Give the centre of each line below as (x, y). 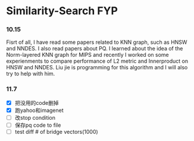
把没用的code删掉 (37, 102)
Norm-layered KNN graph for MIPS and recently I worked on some (87, 55)
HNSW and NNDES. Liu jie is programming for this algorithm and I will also (97, 68)
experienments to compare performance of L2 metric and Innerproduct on (97, 61)
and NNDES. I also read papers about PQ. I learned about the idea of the (95, 49)
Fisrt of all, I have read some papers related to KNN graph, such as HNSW (97, 42)
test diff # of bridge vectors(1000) (56, 132)
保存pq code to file (38, 125)
